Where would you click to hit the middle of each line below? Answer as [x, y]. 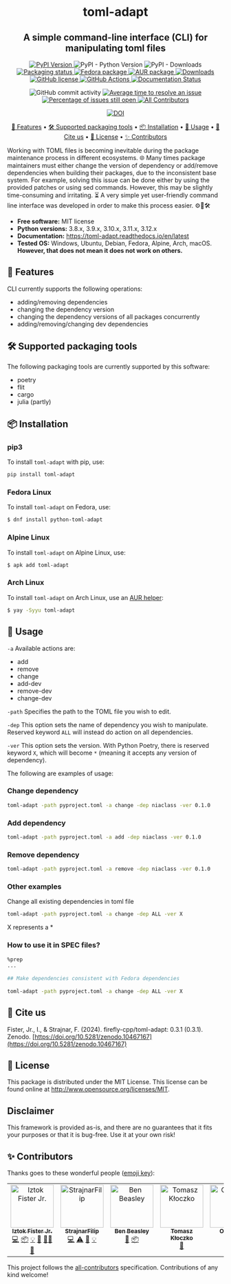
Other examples [34, 886]
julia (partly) [34, 401]
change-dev [34, 698]
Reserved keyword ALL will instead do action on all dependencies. [100, 732]
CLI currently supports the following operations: [75, 289]
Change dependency [43, 791]
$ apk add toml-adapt [38, 565]
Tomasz [182, 1231]
